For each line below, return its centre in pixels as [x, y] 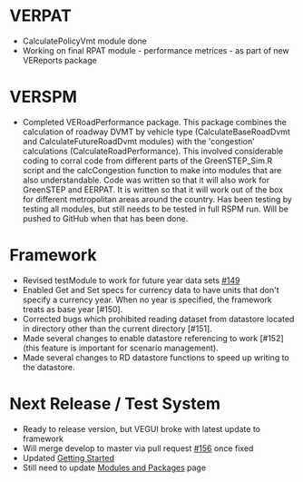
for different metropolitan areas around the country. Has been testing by [157, 199]
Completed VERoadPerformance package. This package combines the [155, 122]
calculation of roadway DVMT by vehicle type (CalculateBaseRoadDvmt [156, 132]
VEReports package [59, 60]
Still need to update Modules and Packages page [114, 467]
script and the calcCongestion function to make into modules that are [152, 170]
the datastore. [49, 367]
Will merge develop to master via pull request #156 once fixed [138, 448]
